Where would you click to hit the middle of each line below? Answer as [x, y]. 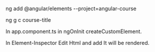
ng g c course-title [28, 20]
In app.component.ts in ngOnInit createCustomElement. [74, 31]
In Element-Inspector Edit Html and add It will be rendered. [77, 43]
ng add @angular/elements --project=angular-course [71, 9]
